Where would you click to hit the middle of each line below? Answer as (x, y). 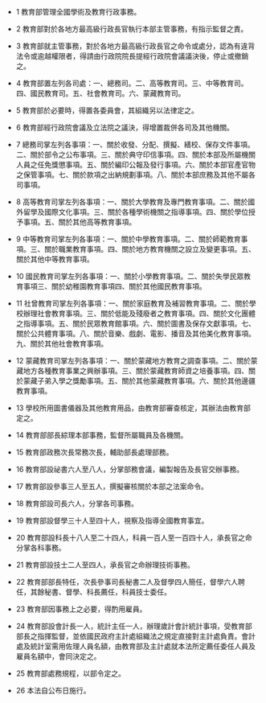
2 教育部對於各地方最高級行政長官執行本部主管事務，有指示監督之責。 (132, 29)
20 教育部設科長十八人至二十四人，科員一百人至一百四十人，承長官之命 (134, 538)
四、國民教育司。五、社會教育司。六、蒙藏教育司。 (100, 93)
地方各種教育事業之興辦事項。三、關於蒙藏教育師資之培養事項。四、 (136, 371)
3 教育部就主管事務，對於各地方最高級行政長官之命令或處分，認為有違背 (135, 46)
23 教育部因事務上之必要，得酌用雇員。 (81, 609)
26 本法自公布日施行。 (53, 691)
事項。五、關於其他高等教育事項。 (80, 222)
